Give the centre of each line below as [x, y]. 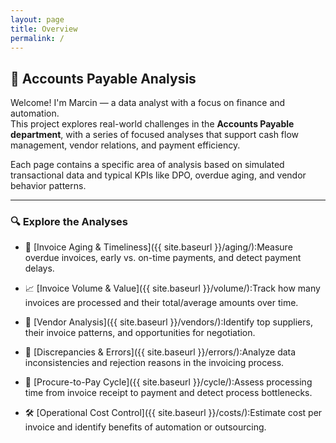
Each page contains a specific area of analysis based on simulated [147, 165]
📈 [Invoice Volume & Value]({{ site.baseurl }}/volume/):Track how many [172, 288]
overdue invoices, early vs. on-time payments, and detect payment [163, 258]
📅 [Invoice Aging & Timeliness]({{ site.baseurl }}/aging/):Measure [158, 247]
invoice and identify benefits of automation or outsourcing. [145, 427]
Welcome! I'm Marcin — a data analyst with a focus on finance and [148, 103]
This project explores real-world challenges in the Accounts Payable [152, 124]
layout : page [37, 19]
